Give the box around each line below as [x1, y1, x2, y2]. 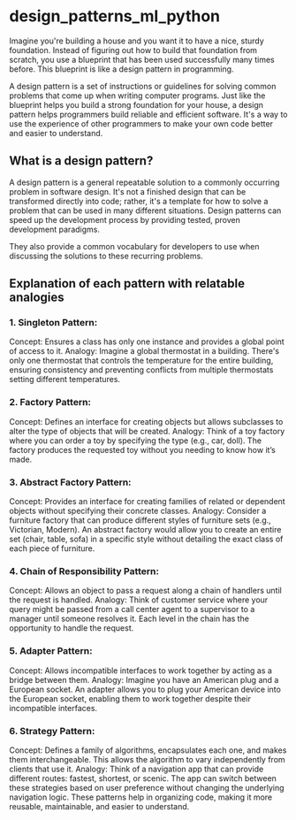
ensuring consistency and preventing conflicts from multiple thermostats [9, 364, 274, 375]
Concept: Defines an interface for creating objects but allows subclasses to [9, 416, 284, 426]
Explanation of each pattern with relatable [9, 276, 246, 291]
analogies [9, 290, 65, 305]
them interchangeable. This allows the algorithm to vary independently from [9, 754, 285, 764]
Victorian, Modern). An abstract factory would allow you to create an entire [9, 525, 282, 535]
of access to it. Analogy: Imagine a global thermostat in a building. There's [9, 346, 280, 356]
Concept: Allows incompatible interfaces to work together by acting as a [9, 665, 272, 676]
